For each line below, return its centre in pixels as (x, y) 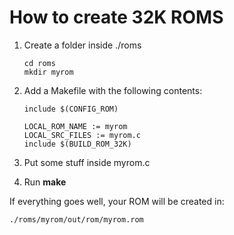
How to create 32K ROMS (116, 17)
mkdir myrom (48, 72)
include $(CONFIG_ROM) (71, 109)
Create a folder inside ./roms (82, 45)
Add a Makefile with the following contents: (113, 90)
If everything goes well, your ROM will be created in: (117, 201)
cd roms (39, 63)
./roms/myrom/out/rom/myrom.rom (76, 219)
